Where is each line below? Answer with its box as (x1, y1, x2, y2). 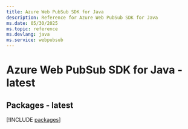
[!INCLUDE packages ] (6, 116, 61, 123)
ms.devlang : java (6, 31, 50, 38)
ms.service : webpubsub (6, 37, 63, 43)
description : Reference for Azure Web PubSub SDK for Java (6, 15, 158, 21)
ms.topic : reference (6, 25, 59, 32)
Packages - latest (6, 100, 74, 110)
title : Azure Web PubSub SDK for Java (6, 8, 104, 15)
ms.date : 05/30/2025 (6, 20, 59, 26)
